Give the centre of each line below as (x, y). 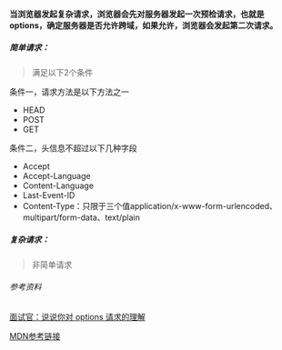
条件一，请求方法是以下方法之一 (69, 92)
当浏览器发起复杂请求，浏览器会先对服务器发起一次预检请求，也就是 (137, 14)
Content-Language (58, 185)
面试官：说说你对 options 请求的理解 (77, 316)
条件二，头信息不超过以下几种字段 (73, 148)
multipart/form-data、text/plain (81, 217)
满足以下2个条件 (62, 72)
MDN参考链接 (35, 335)
